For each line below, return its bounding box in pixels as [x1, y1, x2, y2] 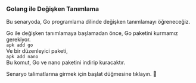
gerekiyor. [6, 36, 31, 43]
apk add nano [6, 54, 39, 60]
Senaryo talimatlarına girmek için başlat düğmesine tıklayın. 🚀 [6, 71, 157, 78]
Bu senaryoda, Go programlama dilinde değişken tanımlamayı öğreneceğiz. [6, 18, 191, 25]
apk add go [6, 42, 33, 49]
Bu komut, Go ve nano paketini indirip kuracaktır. [6, 59, 126, 66]
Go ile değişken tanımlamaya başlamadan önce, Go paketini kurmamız [6, 30, 178, 37]
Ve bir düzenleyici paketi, [6, 47, 68, 55]
